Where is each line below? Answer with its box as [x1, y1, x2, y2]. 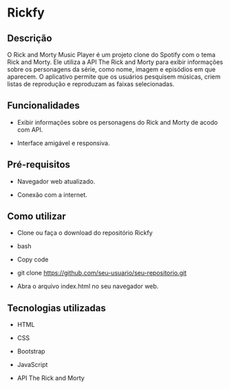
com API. [17, 126, 43, 134]
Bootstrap [17, 347, 45, 356]
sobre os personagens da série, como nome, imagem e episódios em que [7, 66, 216, 73]
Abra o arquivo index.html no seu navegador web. [17, 282, 159, 290]
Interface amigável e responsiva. [17, 139, 110, 147]
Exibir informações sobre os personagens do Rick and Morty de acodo [17, 118, 218, 126]
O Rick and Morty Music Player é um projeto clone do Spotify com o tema [7, 50, 216, 59]
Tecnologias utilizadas [7, 302, 106, 314]
